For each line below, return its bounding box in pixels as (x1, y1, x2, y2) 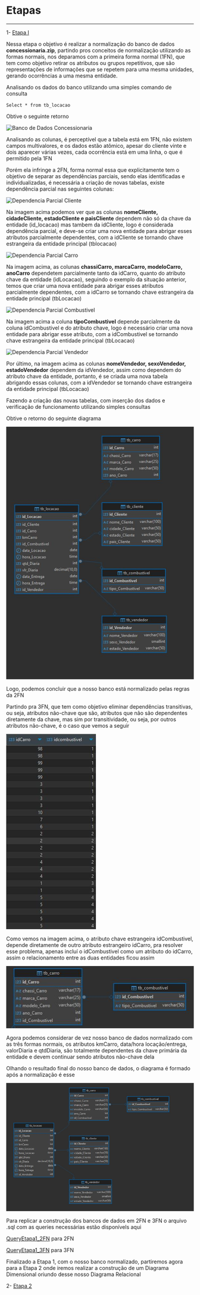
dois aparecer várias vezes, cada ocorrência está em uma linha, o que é (6, 148, 183, 156)
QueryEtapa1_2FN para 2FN (6, 1235, 74, 1243)
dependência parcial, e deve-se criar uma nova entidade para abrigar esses (6, 227, 192, 234)
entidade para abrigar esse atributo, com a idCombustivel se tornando (6, 330, 179, 337)
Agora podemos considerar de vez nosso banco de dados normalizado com (6, 1034, 193, 1041)
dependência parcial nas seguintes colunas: (6, 185, 114, 192)
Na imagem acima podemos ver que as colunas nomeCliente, (6, 208, 158, 215)
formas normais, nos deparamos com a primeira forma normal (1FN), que (6, 53, 186, 60)
